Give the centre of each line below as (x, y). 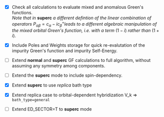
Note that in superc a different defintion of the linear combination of (82, 18)
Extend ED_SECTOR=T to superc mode (52, 109)
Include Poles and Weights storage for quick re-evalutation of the (78, 45)
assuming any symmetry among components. (58, 65)
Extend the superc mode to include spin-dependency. (67, 75)
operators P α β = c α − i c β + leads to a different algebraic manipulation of (84, 24)
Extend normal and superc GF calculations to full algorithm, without (81, 60)
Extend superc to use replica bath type (52, 85)
